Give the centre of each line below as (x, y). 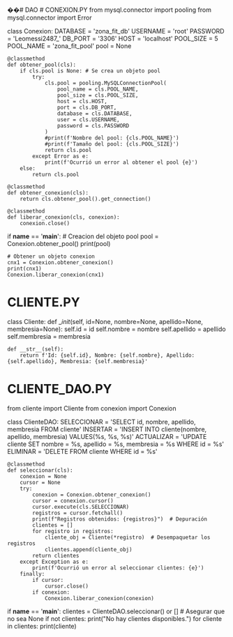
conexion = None (44, 476)
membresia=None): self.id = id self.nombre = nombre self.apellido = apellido (116, 329)
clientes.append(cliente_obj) (88, 549)
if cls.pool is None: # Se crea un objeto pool (90, 71)
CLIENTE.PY (44, 302)
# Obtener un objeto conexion (51, 256)
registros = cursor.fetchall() (78, 513)
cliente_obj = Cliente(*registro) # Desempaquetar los (127, 537)
